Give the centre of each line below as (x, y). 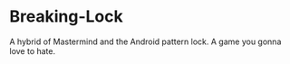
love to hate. (33, 50)
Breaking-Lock (67, 17)
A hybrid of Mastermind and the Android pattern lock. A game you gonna (145, 41)
